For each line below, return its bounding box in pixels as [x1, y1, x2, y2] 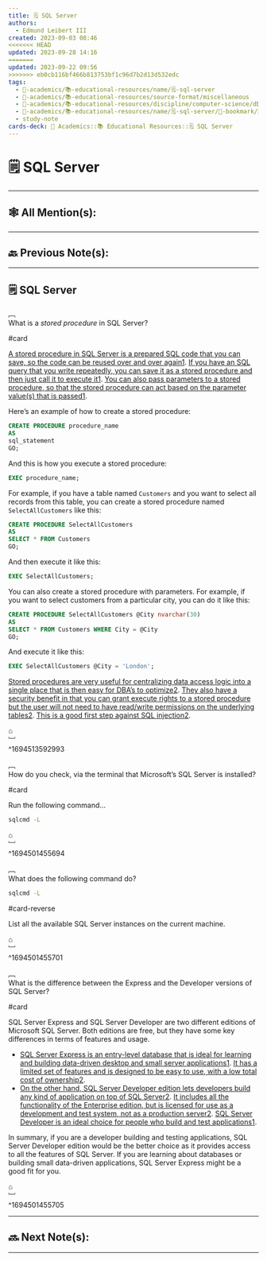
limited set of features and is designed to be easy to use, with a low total [19, 1066, 257, 1076]
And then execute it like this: [8, 557, 101, 567]
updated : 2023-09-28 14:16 [8, 48, 98, 56]
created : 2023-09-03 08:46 [8, 33, 98, 42]
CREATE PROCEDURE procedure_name [8, 422, 119, 430]
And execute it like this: [8, 647, 85, 656]
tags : [8, 78, 26, 86]
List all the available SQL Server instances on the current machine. [8, 919, 226, 928]
